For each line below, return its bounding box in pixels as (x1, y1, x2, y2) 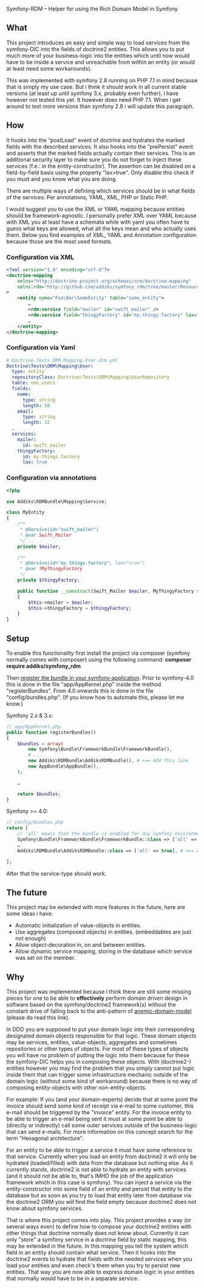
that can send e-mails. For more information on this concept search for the (6, 1128, 193, 1136)
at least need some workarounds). (6, 65, 92, 72)
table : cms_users (12, 380, 56, 386)
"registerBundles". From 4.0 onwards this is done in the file (6, 687, 154, 694)
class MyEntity (6, 509, 45, 515)
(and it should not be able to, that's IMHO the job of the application (6, 1172, 173, 1180)
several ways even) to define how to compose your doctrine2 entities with (6, 1223, 192, 1230)
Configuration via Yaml (6, 344, 76, 352)
